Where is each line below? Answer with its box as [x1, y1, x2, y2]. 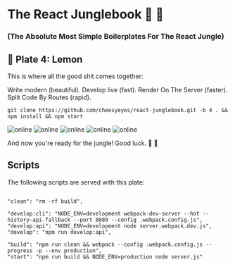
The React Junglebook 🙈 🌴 [7, 6, 164, 23]
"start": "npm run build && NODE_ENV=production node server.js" [7, 253, 203, 260]
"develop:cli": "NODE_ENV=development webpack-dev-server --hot [7, 210, 200, 217]
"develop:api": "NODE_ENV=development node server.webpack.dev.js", [7, 222, 212, 230]
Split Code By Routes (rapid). [7, 93, 91, 101]
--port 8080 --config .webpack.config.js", [73, 216, 203, 223]
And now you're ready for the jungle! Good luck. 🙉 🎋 [7, 139, 158, 147]
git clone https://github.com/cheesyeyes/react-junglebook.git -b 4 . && [7, 106, 229, 113]
